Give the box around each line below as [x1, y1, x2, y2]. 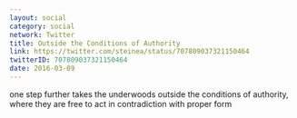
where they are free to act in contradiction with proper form [9, 98, 233, 109]
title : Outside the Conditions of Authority [9, 38, 181, 48]
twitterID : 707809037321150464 [9, 55, 128, 64]
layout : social [9, 13, 67, 23]
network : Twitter [9, 30, 75, 39]
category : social [9, 22, 75, 31]
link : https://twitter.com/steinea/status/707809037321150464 [9, 47, 250, 56]
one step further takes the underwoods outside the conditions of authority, [9, 88, 289, 100]
